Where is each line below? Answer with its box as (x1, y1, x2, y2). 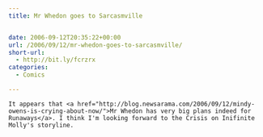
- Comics (15, 71, 45, 79)
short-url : (8, 48, 45, 56)
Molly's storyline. (8, 121, 74, 129)
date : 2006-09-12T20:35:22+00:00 (8, 33, 121, 41)
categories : (8, 64, 49, 72)
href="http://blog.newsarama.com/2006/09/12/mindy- (77, 100, 255, 108)
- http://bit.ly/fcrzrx (15, 56, 95, 64)
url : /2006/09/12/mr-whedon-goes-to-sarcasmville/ (8, 41, 183, 49)
